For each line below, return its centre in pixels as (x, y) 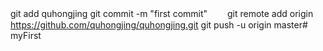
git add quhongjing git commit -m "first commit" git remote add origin (162, 13)
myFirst (26, 35)
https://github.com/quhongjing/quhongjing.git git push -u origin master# (159, 25)
